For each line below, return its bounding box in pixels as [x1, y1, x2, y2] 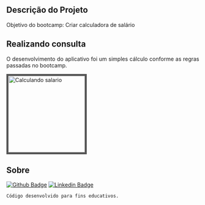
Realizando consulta [6, 39, 86, 50]
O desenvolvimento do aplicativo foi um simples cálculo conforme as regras [6, 55, 199, 62]
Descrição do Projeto [6, 5, 88, 15]
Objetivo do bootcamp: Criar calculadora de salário [6, 21, 135, 28]
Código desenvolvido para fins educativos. [6, 193, 119, 199]
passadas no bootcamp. [6, 61, 67, 69]
